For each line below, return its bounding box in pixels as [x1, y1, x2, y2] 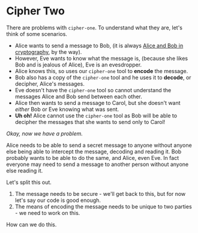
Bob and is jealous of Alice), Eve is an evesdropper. [14, 61, 142, 68]
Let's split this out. [6, 178, 52, 186]
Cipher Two [6, 4, 65, 18]
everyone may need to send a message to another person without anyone [6, 161, 189, 168]
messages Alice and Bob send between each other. [14, 93, 142, 100]
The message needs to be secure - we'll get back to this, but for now [14, 190, 186, 197]
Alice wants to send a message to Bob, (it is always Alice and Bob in [14, 42, 184, 49]
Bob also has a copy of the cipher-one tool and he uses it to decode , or [14, 74, 191, 81]
